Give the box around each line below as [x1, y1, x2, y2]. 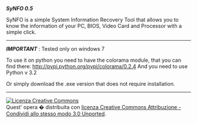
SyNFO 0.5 [6, 5, 33, 12]
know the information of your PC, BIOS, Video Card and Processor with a [6, 23, 182, 29]
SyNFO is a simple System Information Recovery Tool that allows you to [6, 16, 179, 23]
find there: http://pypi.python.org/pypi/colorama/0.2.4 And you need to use [6, 63, 188, 69]
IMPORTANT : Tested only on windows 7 [6, 45, 105, 52]
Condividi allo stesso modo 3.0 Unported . [6, 110, 107, 117]
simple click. [6, 29, 36, 36]
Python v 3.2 [6, 69, 37, 76]
